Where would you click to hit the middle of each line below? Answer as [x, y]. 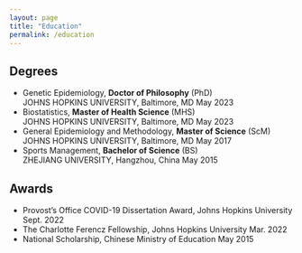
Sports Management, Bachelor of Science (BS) [110, 151]
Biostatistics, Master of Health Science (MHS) [109, 112]
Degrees [34, 71]
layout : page [34, 18]
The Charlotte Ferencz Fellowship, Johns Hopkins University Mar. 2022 [155, 230]
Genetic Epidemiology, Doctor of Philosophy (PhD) [118, 93]
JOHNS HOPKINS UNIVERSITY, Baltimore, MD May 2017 [127, 141]
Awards [32, 188]
